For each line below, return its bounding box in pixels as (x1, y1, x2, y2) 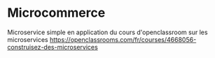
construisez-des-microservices (7, 43, 98, 51)
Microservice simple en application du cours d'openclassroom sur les (7, 28, 208, 36)
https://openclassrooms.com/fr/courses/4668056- (49, 35, 197, 43)
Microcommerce (7, 5, 106, 21)
